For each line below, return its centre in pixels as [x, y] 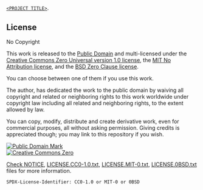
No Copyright [23, 42]
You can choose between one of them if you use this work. [80, 78]
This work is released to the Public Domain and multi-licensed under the [97, 54]
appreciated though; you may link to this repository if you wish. [85, 134]
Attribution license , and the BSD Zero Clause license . [72, 66]
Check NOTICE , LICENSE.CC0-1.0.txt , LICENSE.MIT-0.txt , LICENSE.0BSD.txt [102, 164]
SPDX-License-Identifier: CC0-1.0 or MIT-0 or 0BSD [73, 182]
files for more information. [39, 171]
